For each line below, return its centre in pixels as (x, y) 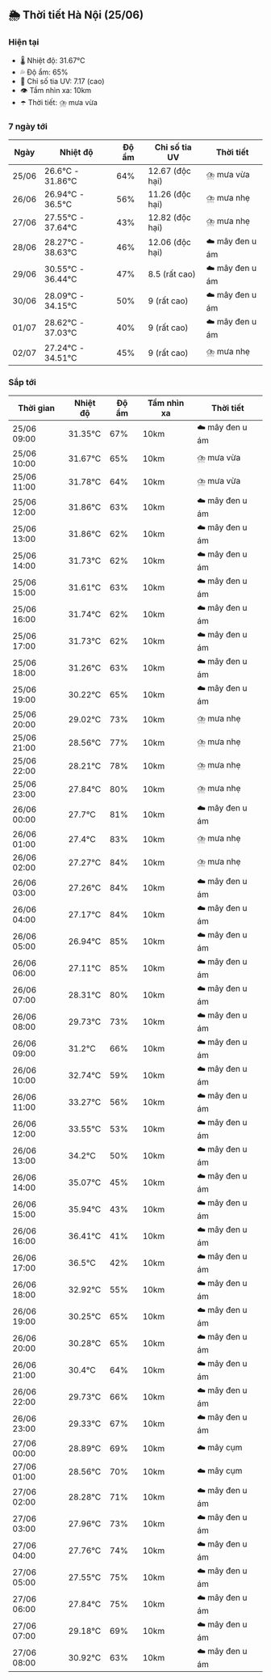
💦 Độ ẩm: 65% (44, 72)
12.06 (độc (169, 243)
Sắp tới (22, 382)
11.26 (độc (169, 194)
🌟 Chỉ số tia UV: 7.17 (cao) (62, 81)
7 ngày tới (28, 126)
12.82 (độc (169, 217)
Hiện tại (24, 42)
